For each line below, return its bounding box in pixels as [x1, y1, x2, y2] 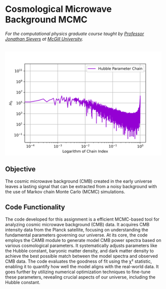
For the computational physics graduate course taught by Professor [5, 31, 145, 37]
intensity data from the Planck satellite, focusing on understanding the [5, 227, 149, 233]
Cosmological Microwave [5, 3, 112, 15]
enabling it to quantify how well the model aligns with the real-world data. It [5, 263, 159, 269]
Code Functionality [5, 203, 65, 211]
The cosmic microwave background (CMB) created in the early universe [5, 178, 152, 184]
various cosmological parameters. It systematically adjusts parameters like [5, 242, 158, 248]
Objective [5, 165, 36, 174]
